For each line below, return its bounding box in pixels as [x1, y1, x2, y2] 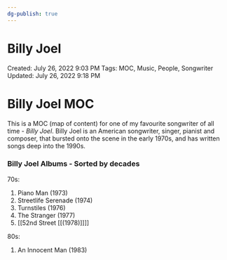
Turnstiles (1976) [17, 203, 66, 212]
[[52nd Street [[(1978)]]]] [17, 219, 90, 227]
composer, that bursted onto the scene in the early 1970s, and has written [7, 134, 221, 143]
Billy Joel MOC [7, 96, 95, 112]
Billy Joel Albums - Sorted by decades [7, 159, 140, 169]
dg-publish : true [7, 10, 58, 18]
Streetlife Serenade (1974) [17, 196, 93, 204]
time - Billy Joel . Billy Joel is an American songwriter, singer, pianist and [7, 126, 215, 135]
